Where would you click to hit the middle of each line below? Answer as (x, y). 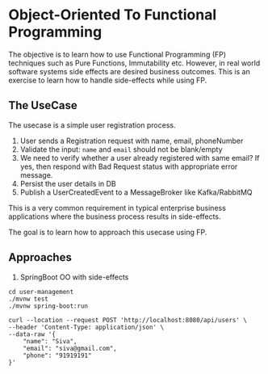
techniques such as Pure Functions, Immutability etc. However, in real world (134, 63)
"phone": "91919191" (57, 355)
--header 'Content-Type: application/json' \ (86, 327)
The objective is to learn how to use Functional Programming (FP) (117, 54)
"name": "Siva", (50, 341)
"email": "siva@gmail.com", (70, 348)
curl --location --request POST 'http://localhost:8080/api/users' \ (128, 320)
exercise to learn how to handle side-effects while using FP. (108, 80)
